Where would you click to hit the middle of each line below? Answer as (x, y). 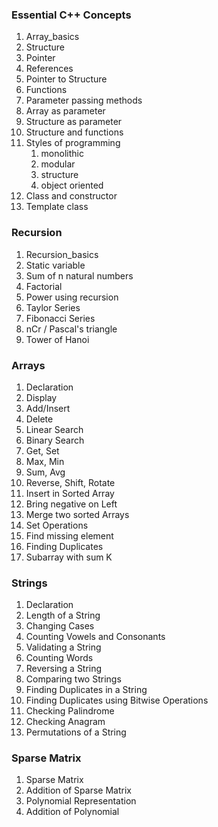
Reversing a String (64, 669)
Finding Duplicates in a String (86, 690)
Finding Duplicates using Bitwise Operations (117, 700)
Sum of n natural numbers (79, 275)
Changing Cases (60, 626)
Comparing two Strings (73, 679)
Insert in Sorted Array (70, 493)
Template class (57, 207)
